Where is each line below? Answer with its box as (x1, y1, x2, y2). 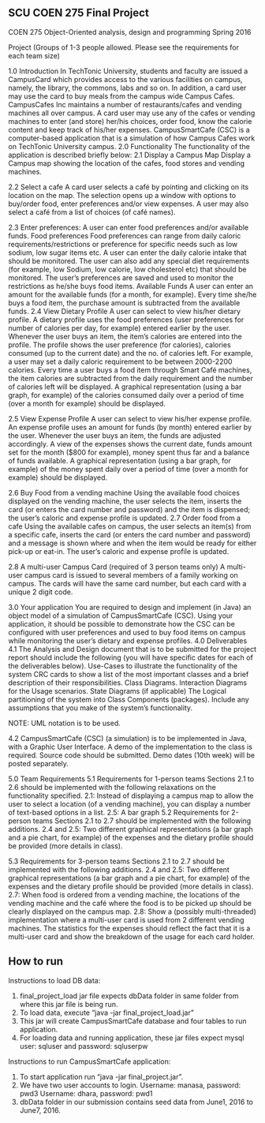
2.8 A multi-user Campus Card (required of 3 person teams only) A (8, 562, 226, 571)
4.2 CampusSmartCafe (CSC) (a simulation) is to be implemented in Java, (8, 733, 247, 743)
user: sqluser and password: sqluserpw (19, 1041, 148, 1050)
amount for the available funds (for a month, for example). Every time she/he (8, 290, 257, 299)
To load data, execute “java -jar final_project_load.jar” (19, 1008, 195, 1017)
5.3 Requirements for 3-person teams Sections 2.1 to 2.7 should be (8, 856, 225, 866)
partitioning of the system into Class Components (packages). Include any (8, 694, 250, 704)
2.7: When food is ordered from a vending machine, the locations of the (8, 889, 241, 899)
